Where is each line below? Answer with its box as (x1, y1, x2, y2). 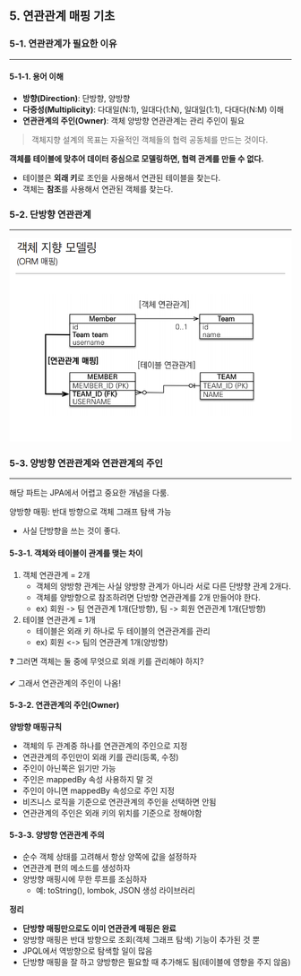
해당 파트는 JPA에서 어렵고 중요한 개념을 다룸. (9, 488, 170, 498)
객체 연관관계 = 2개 (21, 569, 90, 580)
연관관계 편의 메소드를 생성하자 (21, 862, 131, 873)
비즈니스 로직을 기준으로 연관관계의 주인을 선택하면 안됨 (21, 796, 217, 807)
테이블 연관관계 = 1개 (21, 614, 96, 625)
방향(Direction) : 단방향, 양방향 (21, 92, 131, 103)
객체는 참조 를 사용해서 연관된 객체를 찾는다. (21, 183, 174, 194)
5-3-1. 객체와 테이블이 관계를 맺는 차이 (9, 548, 143, 558)
